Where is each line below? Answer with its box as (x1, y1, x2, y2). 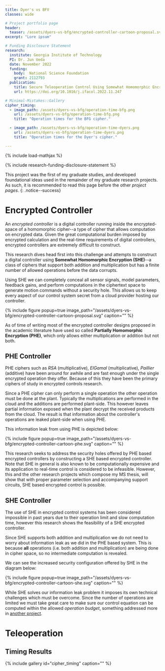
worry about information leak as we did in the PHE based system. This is (5, 540, 152, 546)
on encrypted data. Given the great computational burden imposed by (5, 231, 146, 237)
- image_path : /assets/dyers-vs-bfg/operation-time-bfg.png (9, 107, 135, 112)
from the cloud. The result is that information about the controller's (5, 411, 140, 417)
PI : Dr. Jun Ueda (9, 57, 45, 62)
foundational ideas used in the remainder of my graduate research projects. (5, 177, 158, 183)
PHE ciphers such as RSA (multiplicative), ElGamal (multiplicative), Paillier (5, 365, 155, 371)
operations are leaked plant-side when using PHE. (5, 416, 107, 422)
